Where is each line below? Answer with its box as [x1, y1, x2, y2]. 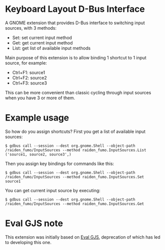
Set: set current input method [12, 35, 72, 41]
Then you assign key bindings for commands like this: [5, 161, 114, 167]
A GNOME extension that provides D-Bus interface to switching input [5, 20, 145, 26]
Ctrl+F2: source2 [12, 75, 47, 81]
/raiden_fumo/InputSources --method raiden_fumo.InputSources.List [5, 147, 147, 153]
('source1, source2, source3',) [5, 152, 71, 157]
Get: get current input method [12, 40, 73, 45]
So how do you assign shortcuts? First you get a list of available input [5, 128, 146, 134]
